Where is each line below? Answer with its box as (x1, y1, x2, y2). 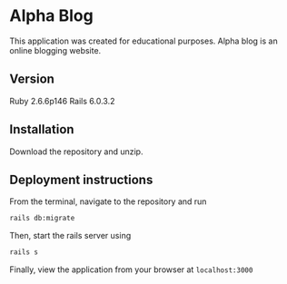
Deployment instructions (9, 171, 153, 187)
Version (9, 72, 54, 87)
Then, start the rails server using (9, 230, 132, 241)
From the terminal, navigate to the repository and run (9, 196, 207, 207)
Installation (9, 122, 74, 137)
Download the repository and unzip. (9, 146, 143, 157)
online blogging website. (9, 44, 102, 55)
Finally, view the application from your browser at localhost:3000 (9, 264, 253, 275)
